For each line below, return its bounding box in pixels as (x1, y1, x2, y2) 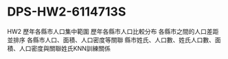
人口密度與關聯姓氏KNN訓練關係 (19, 44, 111, 52)
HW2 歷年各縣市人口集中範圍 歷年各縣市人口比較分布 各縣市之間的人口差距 (7, 27, 219, 35)
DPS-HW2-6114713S (7, 4, 126, 20)
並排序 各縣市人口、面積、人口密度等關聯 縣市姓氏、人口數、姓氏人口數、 (7, 35, 215, 44)
